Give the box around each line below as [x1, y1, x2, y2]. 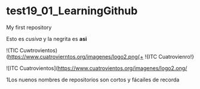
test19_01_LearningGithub [6, 4, 138, 18]
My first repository [6, 24, 52, 31]
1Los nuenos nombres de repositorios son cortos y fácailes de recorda [6, 76, 180, 83]
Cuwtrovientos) [20, 46, 58, 54]
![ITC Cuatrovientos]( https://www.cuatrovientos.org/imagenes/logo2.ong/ [6, 64, 187, 72]
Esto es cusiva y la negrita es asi [6, 35, 87, 42]
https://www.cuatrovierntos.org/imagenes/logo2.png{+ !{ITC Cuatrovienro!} [8, 53, 195, 60]
